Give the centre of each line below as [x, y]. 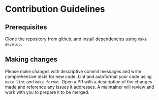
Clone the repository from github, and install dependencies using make [76, 39]
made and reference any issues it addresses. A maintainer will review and [79, 87]
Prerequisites [26, 27]
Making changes [31, 60]
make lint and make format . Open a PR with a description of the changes [79, 81]
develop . [14, 44]
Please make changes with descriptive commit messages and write [73, 71]
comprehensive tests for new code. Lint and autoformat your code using [78, 76]
